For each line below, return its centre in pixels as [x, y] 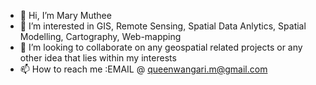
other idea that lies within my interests [98, 58]
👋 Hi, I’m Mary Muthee [65, 15]
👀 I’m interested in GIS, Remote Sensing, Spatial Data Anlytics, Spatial [163, 26]
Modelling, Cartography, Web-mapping [100, 36]
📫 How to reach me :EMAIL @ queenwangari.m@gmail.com [143, 69]
